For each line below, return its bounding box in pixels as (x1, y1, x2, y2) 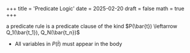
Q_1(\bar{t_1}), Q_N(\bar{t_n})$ (6, 29, 80, 36)
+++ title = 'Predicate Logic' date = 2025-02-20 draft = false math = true (6, 5, 185, 12)
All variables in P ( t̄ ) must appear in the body (14, 41, 123, 47)
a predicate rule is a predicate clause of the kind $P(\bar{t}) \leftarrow (6, 23, 178, 29)
